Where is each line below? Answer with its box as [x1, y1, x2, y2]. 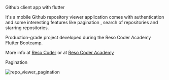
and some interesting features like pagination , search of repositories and [5, 20, 158, 25]
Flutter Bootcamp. [5, 40, 43, 46]
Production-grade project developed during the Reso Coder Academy [5, 35, 151, 40]
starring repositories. [5, 25, 49, 31]
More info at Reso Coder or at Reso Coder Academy [5, 50, 114, 55]
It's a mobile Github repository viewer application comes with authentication [5, 14, 164, 20]
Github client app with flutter [5, 5, 65, 10]
